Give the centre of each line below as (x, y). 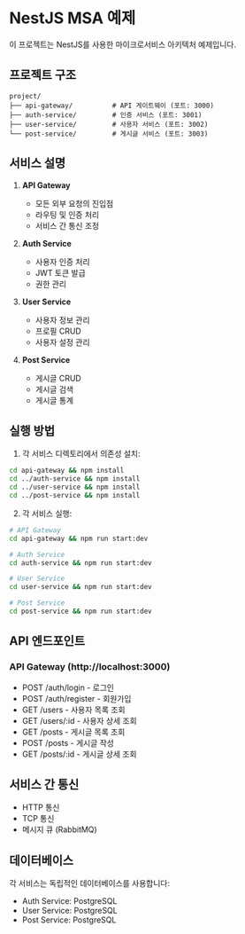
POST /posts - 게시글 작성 (68, 742)
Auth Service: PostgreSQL (69, 901)
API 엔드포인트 (47, 641)
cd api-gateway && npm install (67, 471)
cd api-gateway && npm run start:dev (79, 538)
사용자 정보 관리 (62, 319)
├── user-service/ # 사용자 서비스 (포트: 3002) (109, 124)
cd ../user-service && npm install (75, 487)
